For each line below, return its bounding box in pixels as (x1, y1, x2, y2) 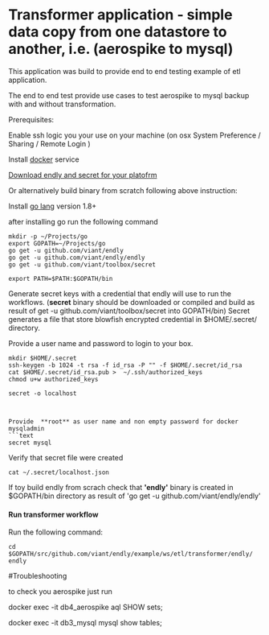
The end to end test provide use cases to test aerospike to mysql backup (8, 90, 250, 100)
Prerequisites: (8, 114, 55, 124)
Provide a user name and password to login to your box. (8, 338, 194, 348)
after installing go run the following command (8, 216, 158, 226)
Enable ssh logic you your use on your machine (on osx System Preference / (8, 130, 261, 140)
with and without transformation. (8, 99, 116, 109)
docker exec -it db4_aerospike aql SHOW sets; (8, 602, 163, 612)
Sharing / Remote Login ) (8, 138, 91, 148)
